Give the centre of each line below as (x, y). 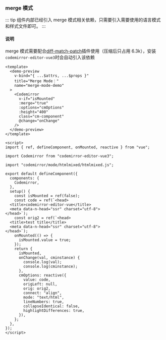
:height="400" (34, 112)
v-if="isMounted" (37, 99)
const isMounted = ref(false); (47, 196)
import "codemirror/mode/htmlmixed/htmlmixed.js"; (60, 165)
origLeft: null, (40, 284)
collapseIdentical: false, (52, 306)
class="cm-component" (41, 116)
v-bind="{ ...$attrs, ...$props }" (52, 76)
